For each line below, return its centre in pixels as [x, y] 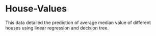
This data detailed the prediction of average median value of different [78, 22]
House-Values [36, 9]
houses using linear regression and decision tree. [57, 27]
